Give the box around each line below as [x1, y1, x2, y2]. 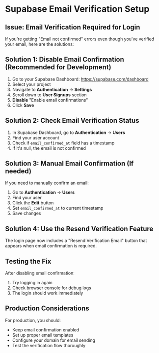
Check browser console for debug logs [12, 285, 92, 291]
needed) [5, 167, 32, 175]
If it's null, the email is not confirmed [12, 145, 86, 151]
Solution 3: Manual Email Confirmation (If [5, 160, 134, 168]
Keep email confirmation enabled [12, 326, 79, 332]
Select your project [12, 81, 51, 87]
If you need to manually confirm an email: [5, 180, 89, 186]
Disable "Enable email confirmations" [12, 97, 88, 103]
